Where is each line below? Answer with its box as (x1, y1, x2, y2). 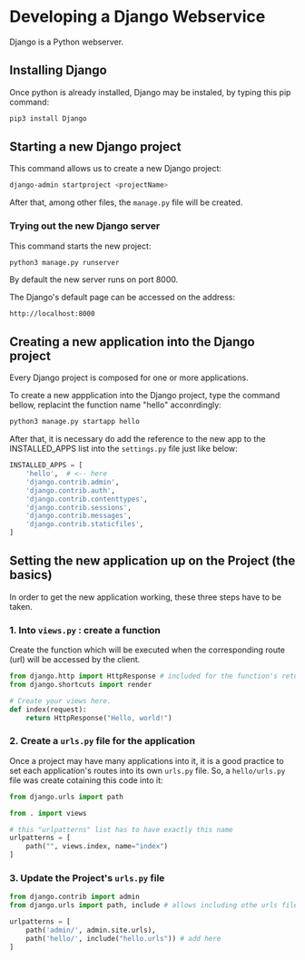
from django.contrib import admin (9, 892, 141, 902)
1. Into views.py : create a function (9, 623, 161, 636)
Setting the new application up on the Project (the (9, 553, 296, 569)
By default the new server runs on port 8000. (9, 274, 179, 285)
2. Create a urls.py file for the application (9, 735, 195, 748)
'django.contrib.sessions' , (25, 503, 132, 512)
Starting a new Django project (9, 139, 182, 155)
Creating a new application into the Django (9, 334, 256, 349)
